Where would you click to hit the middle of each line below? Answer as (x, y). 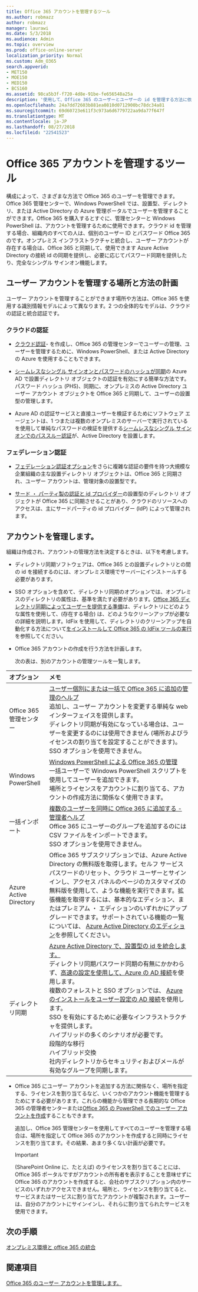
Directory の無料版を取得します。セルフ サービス (116, 864)
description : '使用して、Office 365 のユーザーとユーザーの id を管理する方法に (97, 99)
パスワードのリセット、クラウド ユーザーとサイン (118, 873)
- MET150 (17, 72)
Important (27, 1155)
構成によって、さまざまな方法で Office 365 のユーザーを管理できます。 (92, 196)
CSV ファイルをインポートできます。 (100, 835)
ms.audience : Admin (30, 39)
